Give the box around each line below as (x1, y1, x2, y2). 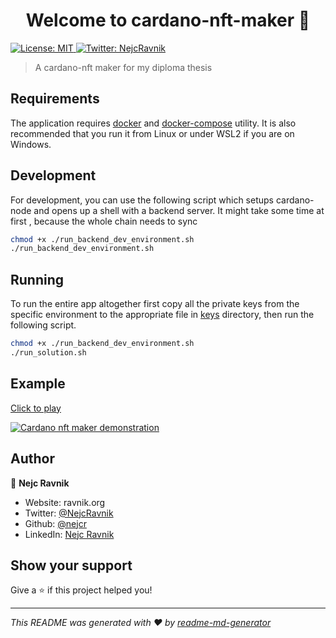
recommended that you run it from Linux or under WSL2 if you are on (10, 127, 295, 139)
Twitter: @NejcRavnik (24, 507, 114, 519)
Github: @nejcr (24, 517, 87, 529)
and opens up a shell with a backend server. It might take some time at (33, 204, 325, 216)
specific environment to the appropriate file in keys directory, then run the (10, 309, 315, 321)
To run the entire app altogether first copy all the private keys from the (10, 298, 300, 310)
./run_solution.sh (10, 348, 87, 358)
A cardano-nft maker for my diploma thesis (34, 61, 213, 73)
